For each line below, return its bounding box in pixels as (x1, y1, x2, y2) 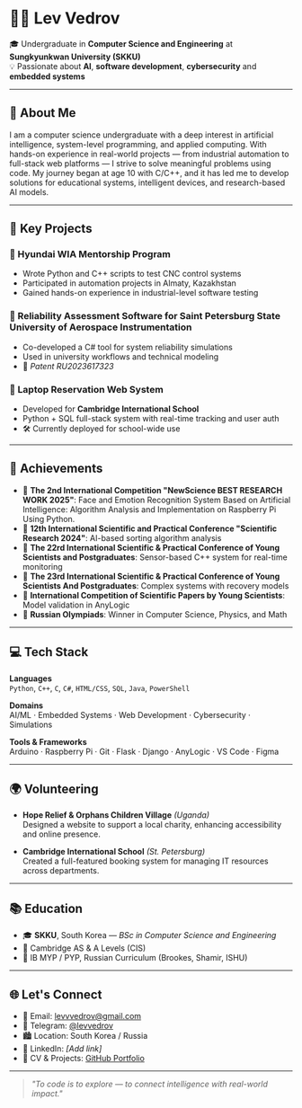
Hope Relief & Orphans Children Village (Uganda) (22, 810, 209, 820)
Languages (9, 673, 52, 684)
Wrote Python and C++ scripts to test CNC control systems (22, 269, 242, 279)
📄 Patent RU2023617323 (22, 360, 114, 371)
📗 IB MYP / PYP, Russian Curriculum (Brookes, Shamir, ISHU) (22, 953, 248, 963)
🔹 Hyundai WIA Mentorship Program (9, 248, 171, 261)
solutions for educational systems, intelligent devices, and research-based (9, 177, 286, 188)
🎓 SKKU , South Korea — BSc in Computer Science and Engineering (22, 930, 277, 941)
